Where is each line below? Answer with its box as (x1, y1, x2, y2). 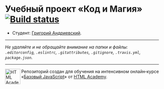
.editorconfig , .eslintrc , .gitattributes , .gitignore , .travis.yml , (5, 49, 141, 55)
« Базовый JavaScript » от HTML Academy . (21, 73, 107, 79)
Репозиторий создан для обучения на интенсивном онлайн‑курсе (21, 68, 159, 74)
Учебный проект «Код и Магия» (5, 3, 143, 15)
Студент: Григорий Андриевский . (12, 30, 82, 36)
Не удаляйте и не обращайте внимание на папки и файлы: (5, 44, 128, 50)
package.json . (5, 54, 33, 60)
